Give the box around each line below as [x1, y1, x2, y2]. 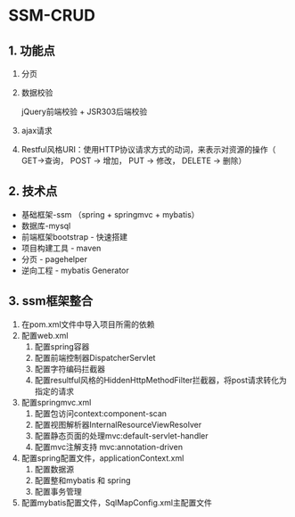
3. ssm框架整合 [8, 293, 94, 308]
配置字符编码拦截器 [34, 363, 106, 374]
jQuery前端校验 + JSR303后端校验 [20, 106, 148, 117]
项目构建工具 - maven [20, 242, 102, 253]
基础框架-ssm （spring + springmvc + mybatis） [20, 209, 200, 219]
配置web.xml [20, 330, 69, 341]
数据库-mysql [20, 220, 71, 231]
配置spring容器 [34, 341, 90, 352]
